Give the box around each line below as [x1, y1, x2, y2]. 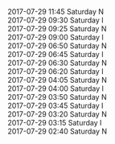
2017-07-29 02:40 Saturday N [7, 126, 108, 136]
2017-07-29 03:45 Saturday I [7, 101, 104, 110]
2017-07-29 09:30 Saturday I [7, 15, 104, 25]
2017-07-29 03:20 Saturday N [7, 109, 108, 119]
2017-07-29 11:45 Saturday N [7, 7, 105, 16]
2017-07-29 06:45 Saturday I [7, 50, 104, 59]
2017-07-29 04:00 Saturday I [7, 84, 105, 93]
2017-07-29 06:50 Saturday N [7, 41, 107, 51]
